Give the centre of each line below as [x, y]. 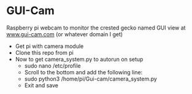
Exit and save [41, 85]
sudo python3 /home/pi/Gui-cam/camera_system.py [91, 79]
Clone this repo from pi [44, 52]
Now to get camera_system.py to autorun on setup [79, 59]
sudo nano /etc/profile [52, 66]
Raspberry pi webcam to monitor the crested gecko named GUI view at [96, 28]
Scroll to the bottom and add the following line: [83, 72]
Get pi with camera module [49, 46]
